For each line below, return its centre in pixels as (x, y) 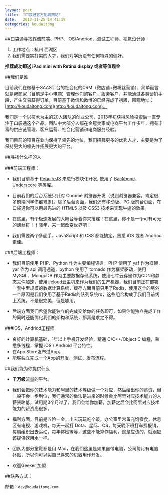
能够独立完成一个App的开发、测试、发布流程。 (60, 358)
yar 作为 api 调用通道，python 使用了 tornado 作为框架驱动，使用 (79, 269)
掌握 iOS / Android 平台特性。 (65, 345)
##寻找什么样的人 (23, 157)
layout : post (19, 10)
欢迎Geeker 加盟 (29, 466)
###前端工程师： (22, 168)
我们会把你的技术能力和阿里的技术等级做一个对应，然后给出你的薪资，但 (87, 390)
